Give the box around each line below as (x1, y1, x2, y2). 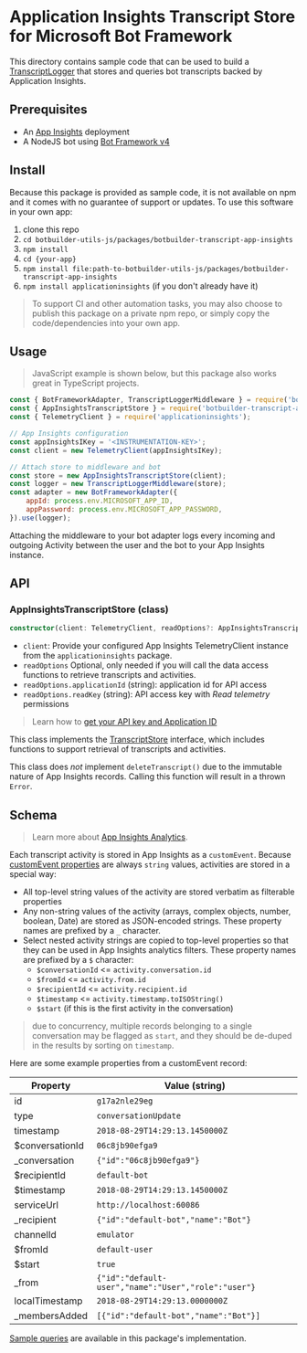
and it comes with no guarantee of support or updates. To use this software (9, 196, 294, 207)
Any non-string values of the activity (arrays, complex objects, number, (22, 906, 291, 917)
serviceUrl (14, 1199, 59, 1211)
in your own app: (9, 206, 73, 217)
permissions (22, 699, 69, 710)
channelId (14, 1229, 57, 1242)
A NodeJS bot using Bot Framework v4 (22, 135, 171, 147)
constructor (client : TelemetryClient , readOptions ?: (9, 624, 215, 633)
